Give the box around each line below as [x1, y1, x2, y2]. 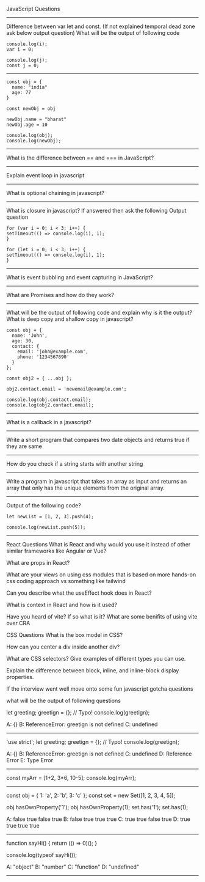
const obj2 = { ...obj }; [6, 375, 72, 381]
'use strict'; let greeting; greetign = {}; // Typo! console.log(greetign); [6, 738, 180, 745]
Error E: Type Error [6, 757, 54, 763]
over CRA [6, 620, 31, 627]
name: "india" [12, 84, 48, 90]
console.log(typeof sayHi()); [6, 851, 77, 858]
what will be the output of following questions [6, 697, 121, 704]
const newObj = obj [6, 106, 56, 112]
